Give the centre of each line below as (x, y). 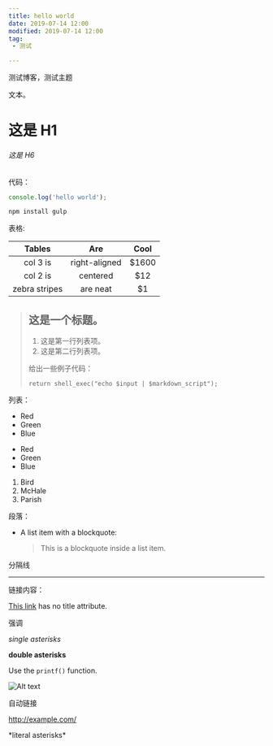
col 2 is (38, 275)
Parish (31, 500)
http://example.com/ (43, 719)
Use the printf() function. (53, 670)
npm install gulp (38, 212)
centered (96, 275)
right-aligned (96, 262)
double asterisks (37, 655)
